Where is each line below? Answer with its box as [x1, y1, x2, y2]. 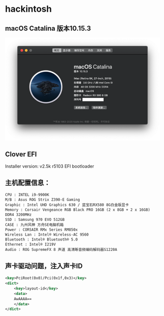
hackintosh [5, 3, 52, 15]
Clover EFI [5, 150, 37, 159]
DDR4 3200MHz [5, 212, 32, 218]
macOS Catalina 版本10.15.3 [5, 24, 91, 32]
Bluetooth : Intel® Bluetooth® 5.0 [5, 237, 78, 242]
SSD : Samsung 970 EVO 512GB [5, 217, 65, 222]
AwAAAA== [14, 296, 32, 301]
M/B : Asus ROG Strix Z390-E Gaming [5, 197, 80, 202]
